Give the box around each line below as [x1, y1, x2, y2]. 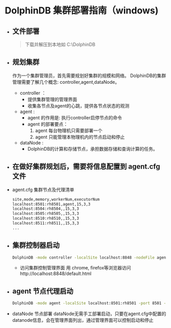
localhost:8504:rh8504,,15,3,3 [12, 206, 79, 211]
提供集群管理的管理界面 [27, 96, 77, 102]
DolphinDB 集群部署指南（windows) [5, 5, 159, 16]
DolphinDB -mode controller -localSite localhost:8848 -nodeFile [12, 255, 155, 260]
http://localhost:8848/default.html [19, 270, 92, 277]
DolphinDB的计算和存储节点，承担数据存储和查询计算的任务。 [27, 145, 158, 152]
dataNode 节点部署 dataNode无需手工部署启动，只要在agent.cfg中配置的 [12, 311, 166, 317]
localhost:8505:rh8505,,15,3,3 [12, 211, 79, 216]
